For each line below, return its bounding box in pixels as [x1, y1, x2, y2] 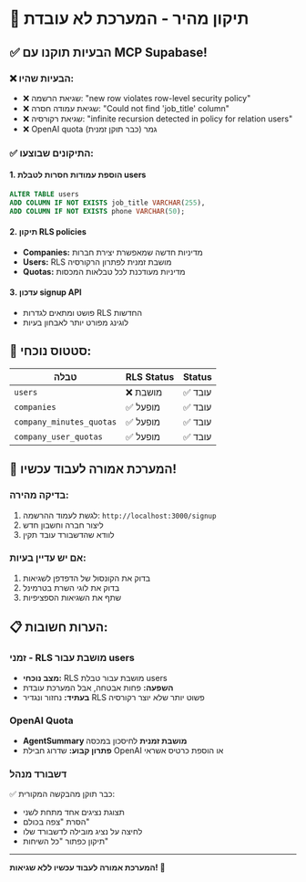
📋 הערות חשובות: [9, 620, 108, 635]
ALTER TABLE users [9, 190, 79, 199]
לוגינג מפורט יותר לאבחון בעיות [22, 317, 129, 328]
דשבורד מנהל [9, 767, 67, 780]
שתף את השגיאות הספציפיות [22, 592, 122, 603]
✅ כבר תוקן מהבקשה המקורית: [9, 789, 116, 800]
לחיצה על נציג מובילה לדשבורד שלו [22, 826, 143, 837]
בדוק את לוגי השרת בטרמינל [22, 582, 120, 593]
